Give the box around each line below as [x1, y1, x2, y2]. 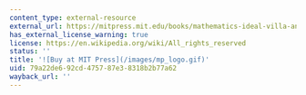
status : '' [9, 47, 51, 56]
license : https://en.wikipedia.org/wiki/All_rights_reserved [9, 38, 247, 48]
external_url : [9, 22, 64, 31]
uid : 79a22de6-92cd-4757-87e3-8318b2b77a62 [9, 64, 178, 73]
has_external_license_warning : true [9, 30, 148, 39]
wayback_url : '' [9, 72, 71, 81]
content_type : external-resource [9, 13, 137, 23]
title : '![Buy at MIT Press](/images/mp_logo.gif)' [9, 55, 209, 64]
